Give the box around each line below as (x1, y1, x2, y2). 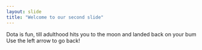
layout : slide (6, 8, 42, 15)
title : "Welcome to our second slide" (6, 14, 104, 20)
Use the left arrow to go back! (6, 37, 80, 44)
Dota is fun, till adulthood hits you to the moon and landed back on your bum (6, 30, 197, 37)
